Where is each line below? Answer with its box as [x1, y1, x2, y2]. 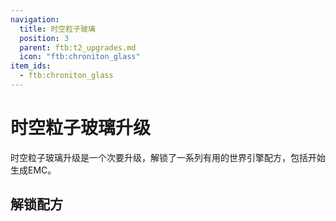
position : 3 [19, 33, 70, 43]
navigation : [10, 14, 60, 25]
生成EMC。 [10, 164, 57, 176]
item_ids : [10, 61, 52, 71]
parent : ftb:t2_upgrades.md [19, 42, 137, 53]
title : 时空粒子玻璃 [19, 24, 96, 34]
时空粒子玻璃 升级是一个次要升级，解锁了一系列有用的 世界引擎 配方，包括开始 [10, 151, 326, 163]
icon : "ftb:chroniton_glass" [19, 52, 141, 62]
